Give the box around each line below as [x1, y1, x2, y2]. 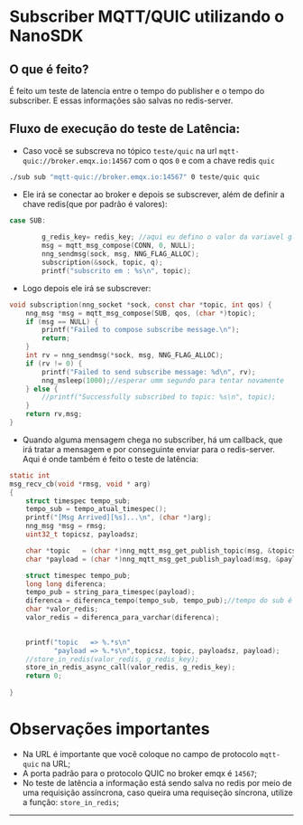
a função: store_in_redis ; [22, 796, 120, 807]
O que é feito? [9, 62, 89, 77]
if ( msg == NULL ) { [25, 317, 99, 327]
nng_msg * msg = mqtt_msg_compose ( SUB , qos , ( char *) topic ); [25, 308, 256, 318]
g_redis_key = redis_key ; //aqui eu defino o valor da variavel [41, 232, 284, 242]
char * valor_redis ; [25, 604, 99, 614]
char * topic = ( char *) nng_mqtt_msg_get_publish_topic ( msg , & [25, 545, 272, 555]
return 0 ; [25, 671, 63, 680]
